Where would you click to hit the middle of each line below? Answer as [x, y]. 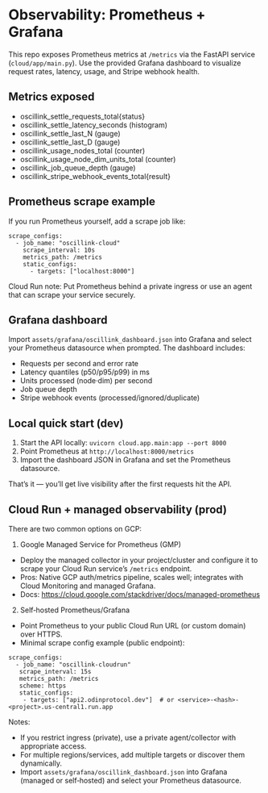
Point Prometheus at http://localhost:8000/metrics [107, 451]
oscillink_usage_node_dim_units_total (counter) [98, 159]
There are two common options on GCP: [75, 529]
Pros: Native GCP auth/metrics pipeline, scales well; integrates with [132, 577]
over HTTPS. [41, 634]
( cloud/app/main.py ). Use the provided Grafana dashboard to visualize [125, 63]
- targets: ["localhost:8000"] [82, 271]
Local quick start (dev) [66, 423]
